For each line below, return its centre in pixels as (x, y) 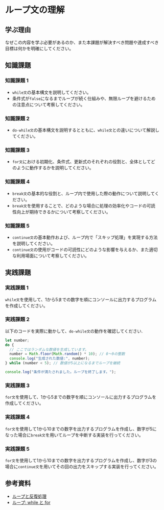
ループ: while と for (31, 502)
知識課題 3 (17, 150)
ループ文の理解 (35, 10)
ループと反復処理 (29, 496)
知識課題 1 (17, 80)
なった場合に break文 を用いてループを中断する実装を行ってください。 (74, 435)
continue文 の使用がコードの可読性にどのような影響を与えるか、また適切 (85, 249)
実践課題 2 (17, 319)
